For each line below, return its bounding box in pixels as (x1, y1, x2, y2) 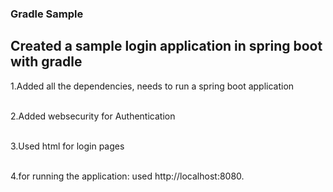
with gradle (10, 53, 83, 71)
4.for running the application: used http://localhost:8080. (10, 170, 245, 182)
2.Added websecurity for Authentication (10, 110, 176, 122)
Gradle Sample (10, 7, 84, 21)
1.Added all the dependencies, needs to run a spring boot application (10, 80, 295, 92)
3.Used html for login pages (10, 140, 125, 152)
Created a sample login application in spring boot (10, 38, 323, 55)
